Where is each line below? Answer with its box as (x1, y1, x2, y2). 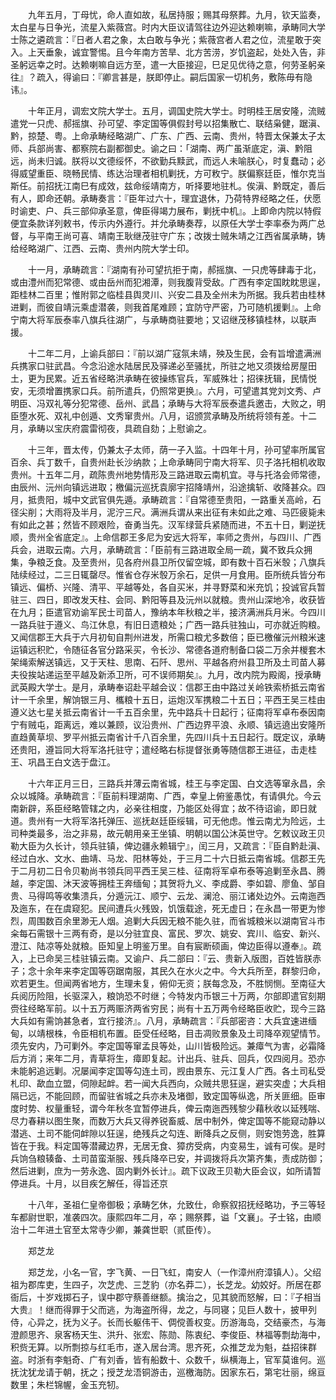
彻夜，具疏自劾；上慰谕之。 (97, 423, 212, 434)
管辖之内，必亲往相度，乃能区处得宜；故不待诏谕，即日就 (79, 803, 317, 814)
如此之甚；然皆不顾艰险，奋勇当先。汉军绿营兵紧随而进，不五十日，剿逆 (18, 519, 317, 530)
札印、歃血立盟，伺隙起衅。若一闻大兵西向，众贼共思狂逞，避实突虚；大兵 (10, 1078, 317, 1089)
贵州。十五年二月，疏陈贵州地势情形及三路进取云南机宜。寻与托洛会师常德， (10, 469, 326, 480)
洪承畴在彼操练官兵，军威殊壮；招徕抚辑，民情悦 (114, 373, 317, 384)
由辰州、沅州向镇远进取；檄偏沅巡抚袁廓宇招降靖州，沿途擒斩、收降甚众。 (10, 481, 317, 493)
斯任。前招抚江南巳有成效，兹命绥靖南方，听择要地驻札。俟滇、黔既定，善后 (10, 180, 326, 192)
